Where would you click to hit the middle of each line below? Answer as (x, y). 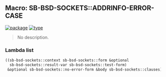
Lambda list (19, 50)
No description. (33, 37)
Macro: (17, 8)
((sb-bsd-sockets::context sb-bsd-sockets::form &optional (67, 60)
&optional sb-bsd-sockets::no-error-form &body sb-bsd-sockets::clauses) (85, 69)
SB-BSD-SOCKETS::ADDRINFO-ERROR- (92, 8)
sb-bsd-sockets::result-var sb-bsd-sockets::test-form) (68, 65)
